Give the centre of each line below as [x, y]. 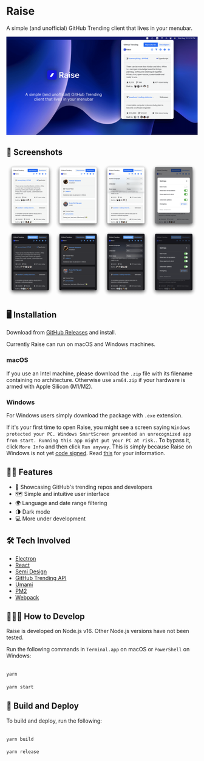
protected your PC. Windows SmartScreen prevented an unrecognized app [99, 434]
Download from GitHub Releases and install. [61, 333]
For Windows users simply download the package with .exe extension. [95, 415]
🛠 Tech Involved [39, 541]
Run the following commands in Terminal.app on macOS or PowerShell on [98, 650]
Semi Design [31, 572]
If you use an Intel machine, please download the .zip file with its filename [100, 373]
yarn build [20, 739]
